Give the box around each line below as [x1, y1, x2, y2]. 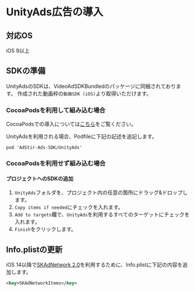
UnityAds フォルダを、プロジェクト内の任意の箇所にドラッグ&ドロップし [14, 189, 189, 196]
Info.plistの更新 [6, 245, 63, 254]
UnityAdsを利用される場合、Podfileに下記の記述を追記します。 [6, 133, 158, 140]
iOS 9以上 [6, 47, 30, 54]
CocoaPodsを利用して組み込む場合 [6, 106, 105, 114]
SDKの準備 [6, 66, 46, 76]
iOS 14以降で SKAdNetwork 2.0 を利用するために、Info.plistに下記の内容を [6, 262, 183, 269]
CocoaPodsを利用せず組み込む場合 [6, 159, 106, 168]
